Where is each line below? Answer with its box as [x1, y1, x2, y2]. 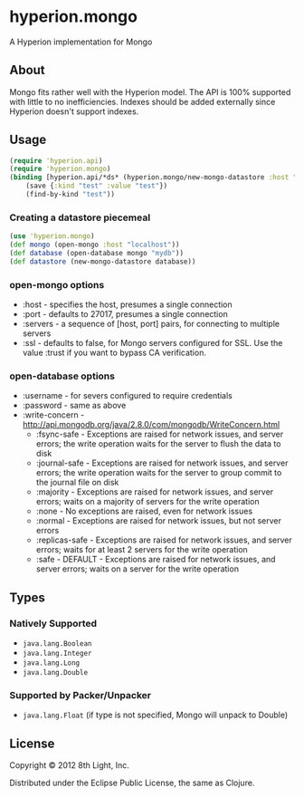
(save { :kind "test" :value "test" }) [25, 181, 168, 191]
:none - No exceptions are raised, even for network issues [35, 505, 253, 517]
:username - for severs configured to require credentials [22, 390, 233, 401]
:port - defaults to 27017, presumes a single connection [22, 309, 228, 320]
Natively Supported [9, 617, 98, 629]
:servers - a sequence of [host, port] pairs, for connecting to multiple [22, 319, 280, 330]
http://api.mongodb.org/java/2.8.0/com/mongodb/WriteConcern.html [22, 419, 280, 430]
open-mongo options [9, 278, 105, 291]
